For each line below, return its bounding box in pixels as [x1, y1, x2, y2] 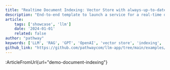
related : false [14, 31, 47, 36]
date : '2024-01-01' [14, 26, 56, 31]
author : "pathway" [5, 36, 44, 41]
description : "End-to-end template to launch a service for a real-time [5, 12, 162, 17]
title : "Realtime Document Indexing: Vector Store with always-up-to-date [5, 7, 166, 13]
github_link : [5, 45, 33, 50]
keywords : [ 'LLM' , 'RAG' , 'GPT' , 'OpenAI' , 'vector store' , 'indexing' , [5, 41, 162, 46]
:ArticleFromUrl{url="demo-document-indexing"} [5, 59, 108, 65]
